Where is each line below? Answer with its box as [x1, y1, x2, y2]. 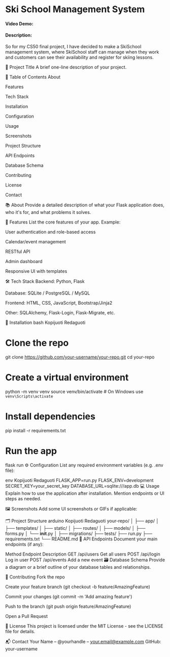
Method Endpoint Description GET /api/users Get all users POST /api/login [5, 551, 161, 557]
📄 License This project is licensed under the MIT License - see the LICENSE [5, 623, 163, 629]
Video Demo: [5, 20, 33, 26]
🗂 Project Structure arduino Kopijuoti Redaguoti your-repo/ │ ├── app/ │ [5, 518, 159, 524]
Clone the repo [5, 337, 69, 349]
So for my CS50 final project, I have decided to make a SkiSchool [5, 43, 142, 49]
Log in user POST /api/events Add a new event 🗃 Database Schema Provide [5, 557, 165, 563]
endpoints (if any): [5, 541, 44, 547]
